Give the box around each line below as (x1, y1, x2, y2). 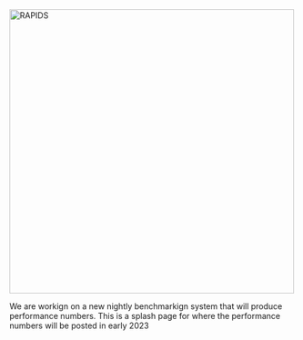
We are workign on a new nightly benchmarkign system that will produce (9, 301, 283, 312)
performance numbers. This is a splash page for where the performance (9, 311, 280, 321)
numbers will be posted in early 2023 (9, 320, 149, 331)
